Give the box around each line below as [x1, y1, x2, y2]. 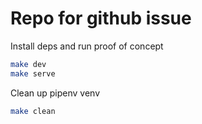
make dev [10, 59, 47, 69]
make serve [10, 68, 56, 79]
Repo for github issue [10, 7, 192, 30]
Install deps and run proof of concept [10, 40, 164, 52]
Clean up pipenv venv [10, 87, 101, 99]
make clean [10, 106, 56, 116]
